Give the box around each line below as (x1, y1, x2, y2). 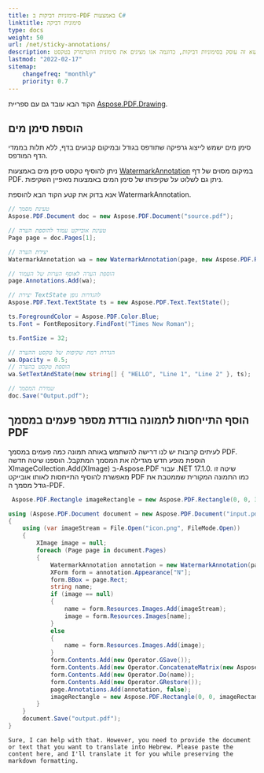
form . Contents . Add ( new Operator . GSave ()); (49, 656, 192, 664)
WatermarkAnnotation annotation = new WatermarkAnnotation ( (49, 560, 251, 569)
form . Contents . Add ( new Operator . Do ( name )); (49, 671, 195, 679)
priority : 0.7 (22, 77, 68, 85)
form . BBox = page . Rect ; (49, 575, 128, 583)
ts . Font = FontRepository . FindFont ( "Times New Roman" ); (8, 320, 195, 327)
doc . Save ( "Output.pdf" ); (8, 392, 90, 400)
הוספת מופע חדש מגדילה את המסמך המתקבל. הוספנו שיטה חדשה (8, 455, 206, 464)
